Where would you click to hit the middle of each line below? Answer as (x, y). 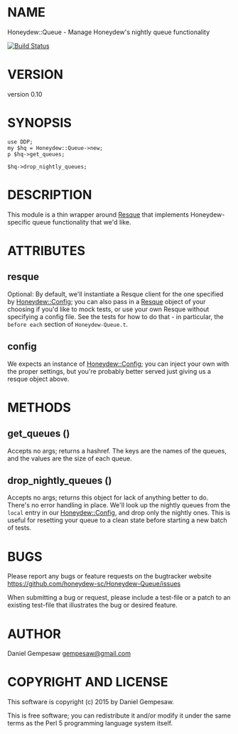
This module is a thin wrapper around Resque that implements (98, 215)
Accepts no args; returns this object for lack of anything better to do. (108, 497)
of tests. (20, 528)
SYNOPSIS (40, 123)
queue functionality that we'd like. (82, 222)
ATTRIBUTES (47, 250)
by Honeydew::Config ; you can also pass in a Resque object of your (107, 301)
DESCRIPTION (50, 195)
